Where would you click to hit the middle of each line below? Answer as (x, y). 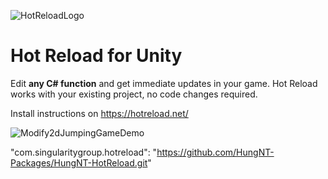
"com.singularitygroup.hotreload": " (84, 152)
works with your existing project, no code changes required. (134, 94)
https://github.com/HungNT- (215, 152)
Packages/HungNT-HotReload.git (79, 162)
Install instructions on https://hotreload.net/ (99, 113)
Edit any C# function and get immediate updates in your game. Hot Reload (164, 83)
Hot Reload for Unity (96, 56)
